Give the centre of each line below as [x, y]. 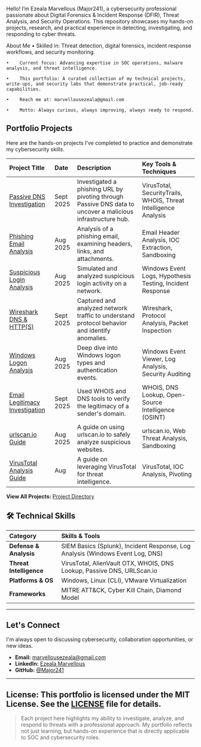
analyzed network [102, 308]
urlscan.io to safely [103, 435]
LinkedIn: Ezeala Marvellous [50, 664]
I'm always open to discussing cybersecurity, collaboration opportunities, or [100, 639]
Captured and [96, 300]
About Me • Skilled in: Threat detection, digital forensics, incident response [99, 45]
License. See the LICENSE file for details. [84, 704]
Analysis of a [95, 229]
